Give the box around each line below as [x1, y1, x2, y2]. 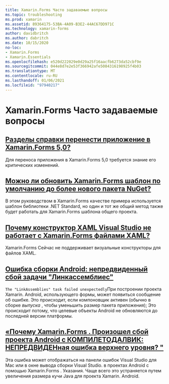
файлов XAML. [5, 250, 36, 256]
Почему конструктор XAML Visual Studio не [5, 223, 152, 232]
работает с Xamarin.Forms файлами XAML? [5, 231, 150, 240]
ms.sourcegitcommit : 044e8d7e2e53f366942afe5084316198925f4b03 [5, 64, 142, 69]
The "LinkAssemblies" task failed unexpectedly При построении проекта [5, 286, 162, 292]
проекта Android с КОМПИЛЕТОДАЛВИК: [5, 335, 144, 344]
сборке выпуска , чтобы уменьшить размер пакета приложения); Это [5, 302, 156, 309]
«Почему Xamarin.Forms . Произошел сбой [5, 327, 149, 336]
